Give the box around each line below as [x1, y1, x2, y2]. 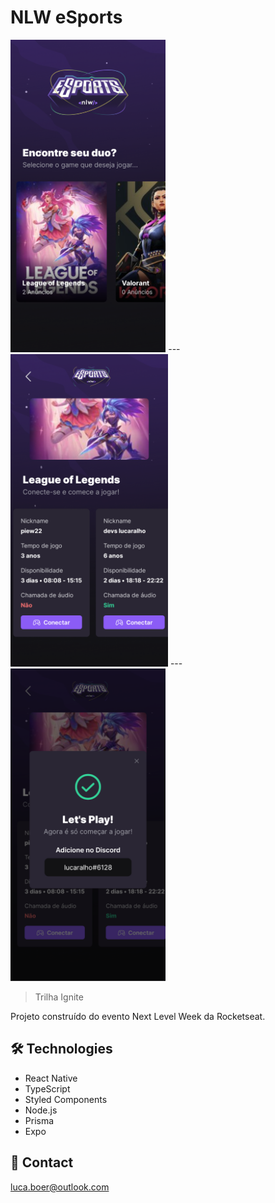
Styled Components [24, 1093, 108, 1105]
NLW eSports [10, 6, 123, 29]
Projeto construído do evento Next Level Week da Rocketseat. [10, 1010, 266, 1022]
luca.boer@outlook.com [10, 1181, 110, 1193]
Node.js [24, 1104, 58, 1116]
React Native [24, 1072, 78, 1084]
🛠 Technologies [10, 1041, 113, 1058]
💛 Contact [10, 1154, 74, 1171]
